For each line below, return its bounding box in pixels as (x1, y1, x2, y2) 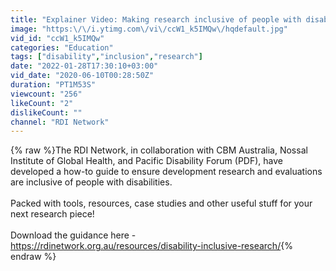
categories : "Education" (10, 42, 114, 53)
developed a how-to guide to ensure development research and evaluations (10, 166, 323, 178)
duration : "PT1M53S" (10, 80, 97, 90)
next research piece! (10, 208, 95, 220)
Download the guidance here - (10, 229, 137, 241)
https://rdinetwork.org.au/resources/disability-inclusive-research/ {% (10, 240, 293, 252)
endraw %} (10, 251, 57, 263)
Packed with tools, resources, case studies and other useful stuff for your (10, 197, 313, 210)
